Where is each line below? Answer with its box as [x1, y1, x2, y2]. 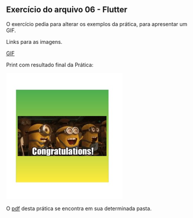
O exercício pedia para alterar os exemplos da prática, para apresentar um [6, 20, 188, 27]
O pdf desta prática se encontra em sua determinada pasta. [6, 204, 152, 212]
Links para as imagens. [6, 38, 63, 45]
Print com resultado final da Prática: [6, 61, 94, 68]
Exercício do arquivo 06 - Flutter [6, 5, 128, 15]
